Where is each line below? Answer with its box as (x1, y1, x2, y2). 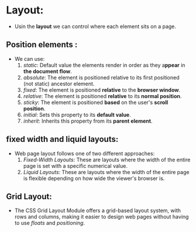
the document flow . (23, 68, 72, 75)
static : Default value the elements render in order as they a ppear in (23, 61, 185, 68)
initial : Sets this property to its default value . (23, 111, 131, 118)
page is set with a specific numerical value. (23, 162, 128, 169)
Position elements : (6, 40, 78, 50)
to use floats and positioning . (14, 220, 85, 227)
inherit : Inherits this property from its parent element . (23, 117, 153, 124)
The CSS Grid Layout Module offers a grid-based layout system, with (14, 207, 181, 214)
